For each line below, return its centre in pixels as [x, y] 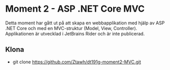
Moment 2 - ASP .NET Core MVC [75, 9]
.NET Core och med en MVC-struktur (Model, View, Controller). [71, 28]
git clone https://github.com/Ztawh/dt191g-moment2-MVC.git [77, 62]
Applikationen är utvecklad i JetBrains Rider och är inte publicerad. [75, 33]
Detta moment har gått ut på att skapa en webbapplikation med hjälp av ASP [85, 23]
